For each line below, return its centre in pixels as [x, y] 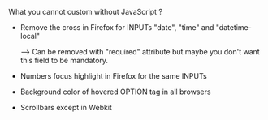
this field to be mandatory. [64, 60]
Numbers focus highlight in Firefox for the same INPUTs [113, 76]
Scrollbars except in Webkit [66, 107]
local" [30, 36]
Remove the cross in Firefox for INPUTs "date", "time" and [117, 27]
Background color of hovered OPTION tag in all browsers [115, 92]
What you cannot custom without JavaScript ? [86, 12]
